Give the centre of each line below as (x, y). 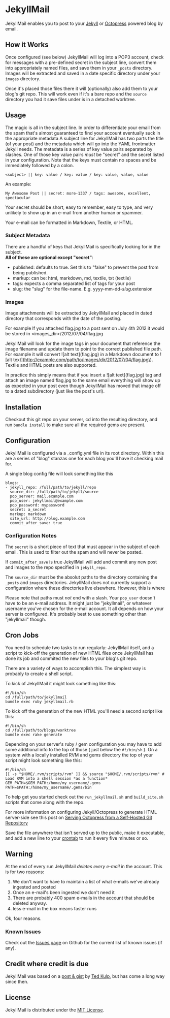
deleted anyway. (30, 903)
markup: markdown (28, 514)
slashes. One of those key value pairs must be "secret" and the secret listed (84, 154)
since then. (17, 981)
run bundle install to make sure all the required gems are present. (75, 425)
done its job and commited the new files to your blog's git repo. (72, 658)
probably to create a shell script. (39, 674)
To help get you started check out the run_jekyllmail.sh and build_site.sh (84, 797)
